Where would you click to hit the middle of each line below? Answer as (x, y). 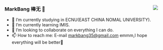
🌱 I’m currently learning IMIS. (41, 25)
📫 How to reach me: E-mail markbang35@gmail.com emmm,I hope (79, 36)
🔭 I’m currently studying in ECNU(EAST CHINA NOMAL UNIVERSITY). (81, 20)
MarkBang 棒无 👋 (25, 9)
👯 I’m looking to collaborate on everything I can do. (63, 30)
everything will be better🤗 (37, 42)
